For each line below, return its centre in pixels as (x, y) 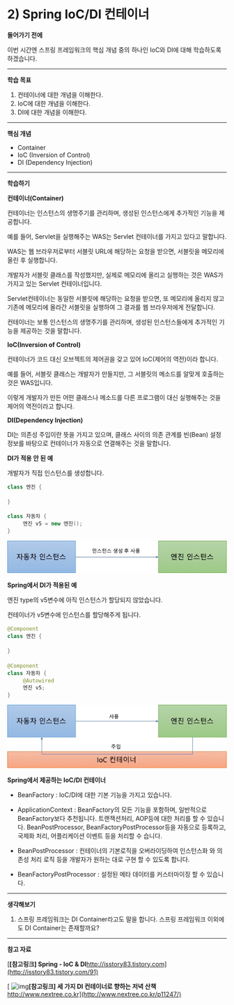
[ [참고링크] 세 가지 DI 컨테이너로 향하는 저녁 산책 (82, 986)
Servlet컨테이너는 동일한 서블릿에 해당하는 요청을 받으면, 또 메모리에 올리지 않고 (116, 298)
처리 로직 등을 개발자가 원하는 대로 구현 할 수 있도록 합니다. (110, 859)
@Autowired (38, 680)
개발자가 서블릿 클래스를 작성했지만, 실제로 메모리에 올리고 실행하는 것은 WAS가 (116, 275)
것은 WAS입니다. (30, 382)
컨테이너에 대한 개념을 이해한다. (60, 94)
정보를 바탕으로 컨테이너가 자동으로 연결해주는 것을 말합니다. (89, 443)
